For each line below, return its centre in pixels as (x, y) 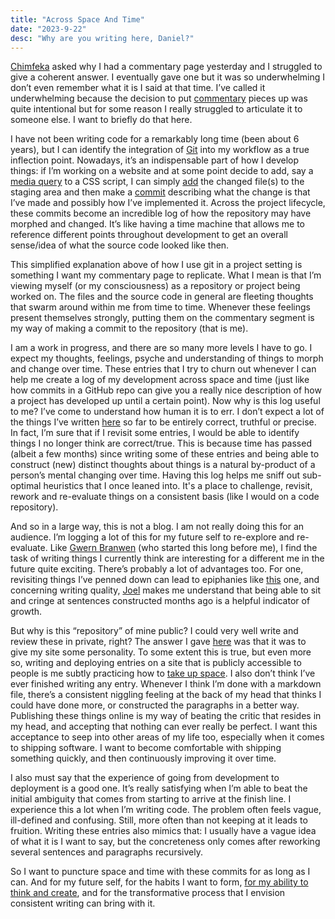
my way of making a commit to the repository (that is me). (129, 328)
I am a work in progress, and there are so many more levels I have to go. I (161, 348)
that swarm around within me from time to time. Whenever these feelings (160, 307)
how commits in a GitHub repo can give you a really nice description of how (166, 390)
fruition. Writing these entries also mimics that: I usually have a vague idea (163, 831)
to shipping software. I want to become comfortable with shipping (146, 748)
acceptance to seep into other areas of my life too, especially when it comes (167, 737)
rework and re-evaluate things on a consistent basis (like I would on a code (165, 497)
